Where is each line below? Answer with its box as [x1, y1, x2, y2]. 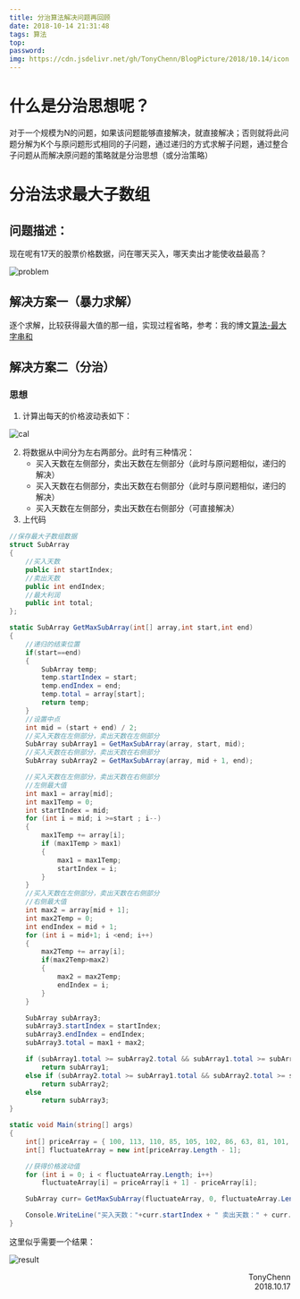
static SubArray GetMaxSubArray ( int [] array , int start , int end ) [9, 623, 254, 632]
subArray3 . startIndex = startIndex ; [25, 1021, 162, 1030]
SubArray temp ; [41, 664, 98, 674]
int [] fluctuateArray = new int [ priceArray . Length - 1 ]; [25, 1145, 242, 1155]
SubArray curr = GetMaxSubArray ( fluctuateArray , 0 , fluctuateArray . [25, 1194, 281, 1204]
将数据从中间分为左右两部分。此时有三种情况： [21, 447, 195, 457]
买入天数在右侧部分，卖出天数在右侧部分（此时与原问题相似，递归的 [35, 481, 287, 491]
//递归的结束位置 [25, 639, 80, 649]
